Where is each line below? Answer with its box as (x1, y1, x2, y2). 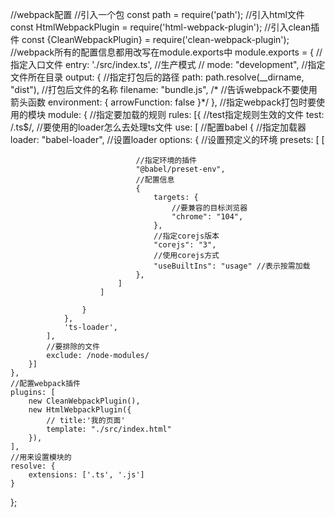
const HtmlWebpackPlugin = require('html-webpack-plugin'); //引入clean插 (10, 21, 320, 33)
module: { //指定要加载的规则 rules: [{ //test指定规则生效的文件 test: (47, 109, 325, 120)
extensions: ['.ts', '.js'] (28, 470, 145, 480)
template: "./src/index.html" (46, 424, 172, 434)
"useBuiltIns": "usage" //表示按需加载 (153, 261, 311, 271)
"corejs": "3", (153, 240, 217, 250)
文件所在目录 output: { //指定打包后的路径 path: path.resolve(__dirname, (10, 71, 305, 83)
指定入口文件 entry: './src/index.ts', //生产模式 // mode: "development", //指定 (10, 59, 326, 70)
